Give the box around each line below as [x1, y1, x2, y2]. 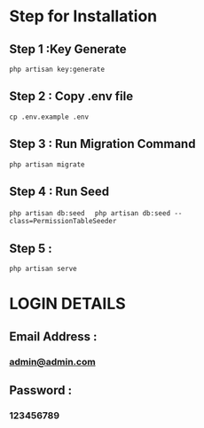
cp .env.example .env [9, 113, 90, 121]
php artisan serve [9, 264, 77, 274]
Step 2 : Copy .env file [9, 89, 134, 104]
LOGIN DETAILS [9, 294, 126, 314]
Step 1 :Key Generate [9, 42, 127, 57]
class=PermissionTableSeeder [9, 217, 117, 226]
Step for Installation [9, 6, 158, 27]
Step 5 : [9, 241, 53, 256]
